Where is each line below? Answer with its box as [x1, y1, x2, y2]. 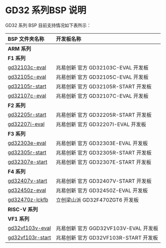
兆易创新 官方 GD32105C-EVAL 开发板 [56, 74, 149, 81]
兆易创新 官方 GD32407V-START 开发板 [56, 177, 152, 184]
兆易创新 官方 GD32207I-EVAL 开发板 [56, 120, 146, 128]
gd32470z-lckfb [8, 196, 49, 203]
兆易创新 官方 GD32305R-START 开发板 [56, 149, 152, 156]
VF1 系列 [8, 215, 29, 222]
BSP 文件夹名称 [8, 35, 44, 42]
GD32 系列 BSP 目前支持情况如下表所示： [5, 22, 92, 28]
